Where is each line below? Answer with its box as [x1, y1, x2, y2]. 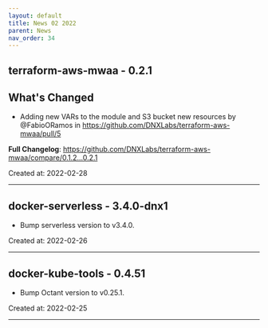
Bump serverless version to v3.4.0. [19, 221, 135, 230]
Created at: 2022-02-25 [8, 303, 88, 313]
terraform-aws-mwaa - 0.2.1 [8, 63, 153, 77]
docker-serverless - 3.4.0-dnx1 [8, 199, 169, 213]
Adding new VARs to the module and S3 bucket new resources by [19, 112, 237, 122]
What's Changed [8, 91, 94, 105]
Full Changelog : [8, 145, 61, 154]
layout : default [8, 11, 62, 20]
